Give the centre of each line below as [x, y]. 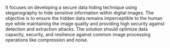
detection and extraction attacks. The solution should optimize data [77, 29]
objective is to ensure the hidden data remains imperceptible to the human [84, 18]
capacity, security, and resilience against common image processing [78, 34]
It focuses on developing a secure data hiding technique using [71, 7]
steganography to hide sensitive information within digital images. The [80, 13]
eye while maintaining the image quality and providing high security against [85, 23]
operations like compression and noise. [47, 40]
